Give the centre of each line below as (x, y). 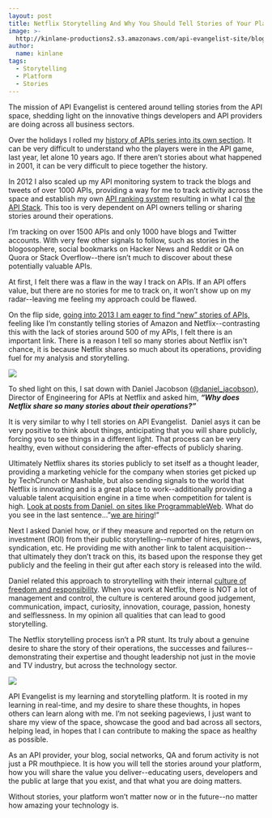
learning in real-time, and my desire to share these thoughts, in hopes (125, 705)
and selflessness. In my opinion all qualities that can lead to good (117, 615)
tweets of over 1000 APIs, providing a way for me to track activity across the (136, 190)
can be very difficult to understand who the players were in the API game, (131, 148)
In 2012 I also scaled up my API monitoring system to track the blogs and (130, 181)
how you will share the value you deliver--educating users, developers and (133, 772)
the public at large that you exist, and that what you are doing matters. (125, 781)
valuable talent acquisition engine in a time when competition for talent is (130, 497)
